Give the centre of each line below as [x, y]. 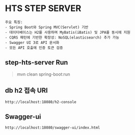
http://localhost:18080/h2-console [41, 102]
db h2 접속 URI [27, 90]
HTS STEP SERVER [43, 8]
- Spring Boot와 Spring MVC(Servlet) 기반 [47, 27]
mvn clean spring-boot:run [43, 74]
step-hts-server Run [37, 62]
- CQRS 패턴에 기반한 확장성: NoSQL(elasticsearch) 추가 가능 [62, 37]
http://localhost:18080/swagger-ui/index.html [53, 128]
